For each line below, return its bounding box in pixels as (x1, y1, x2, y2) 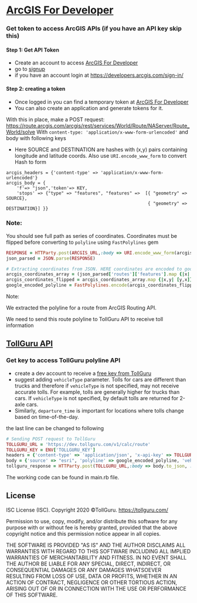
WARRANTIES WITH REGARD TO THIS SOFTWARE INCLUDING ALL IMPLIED (6, 547, 191, 554)
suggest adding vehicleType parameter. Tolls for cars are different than (14, 376, 186, 383)
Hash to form (14, 158, 47, 165)
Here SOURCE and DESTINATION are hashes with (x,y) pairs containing (14, 146, 188, 153)
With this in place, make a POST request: (6, 115, 105, 123)
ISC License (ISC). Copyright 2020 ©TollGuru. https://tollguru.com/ (6, 506, 168, 513)
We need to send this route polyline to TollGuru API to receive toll (6, 316, 163, 323)
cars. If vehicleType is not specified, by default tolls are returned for (14, 394, 179, 401)
